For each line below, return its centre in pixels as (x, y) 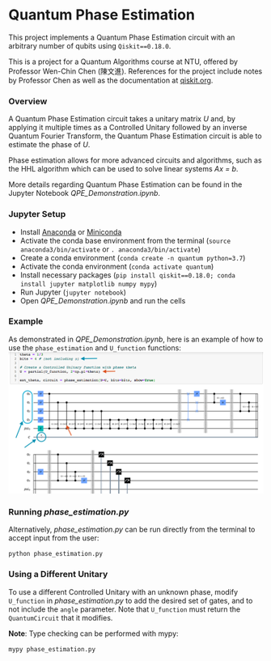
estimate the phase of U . (49, 145)
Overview (28, 101)
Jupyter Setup (37, 214)
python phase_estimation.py (56, 554)
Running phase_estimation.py (69, 511)
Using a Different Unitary (58, 574)
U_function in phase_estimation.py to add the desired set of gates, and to (131, 600)
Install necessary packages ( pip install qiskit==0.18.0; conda (128, 275)
